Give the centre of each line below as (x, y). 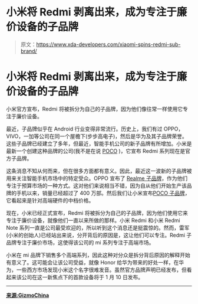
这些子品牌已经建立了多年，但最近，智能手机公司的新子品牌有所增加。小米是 (99, 143)
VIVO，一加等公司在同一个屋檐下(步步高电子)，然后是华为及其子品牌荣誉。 (97, 136)
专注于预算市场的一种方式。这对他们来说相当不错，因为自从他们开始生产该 (96, 185)
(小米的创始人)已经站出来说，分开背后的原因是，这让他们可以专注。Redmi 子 (99, 235)
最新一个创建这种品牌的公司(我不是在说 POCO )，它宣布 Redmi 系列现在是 (96, 151)
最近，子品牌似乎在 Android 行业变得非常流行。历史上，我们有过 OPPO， (95, 129)
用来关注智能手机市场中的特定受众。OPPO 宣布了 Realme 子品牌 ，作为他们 (97, 178)
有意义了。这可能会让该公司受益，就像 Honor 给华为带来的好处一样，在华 (95, 262)
